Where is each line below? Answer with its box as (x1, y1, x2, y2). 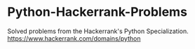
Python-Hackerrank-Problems (7, 4, 188, 20)
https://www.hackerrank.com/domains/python (7, 34, 141, 42)
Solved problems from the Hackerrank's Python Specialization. (7, 27, 189, 35)
